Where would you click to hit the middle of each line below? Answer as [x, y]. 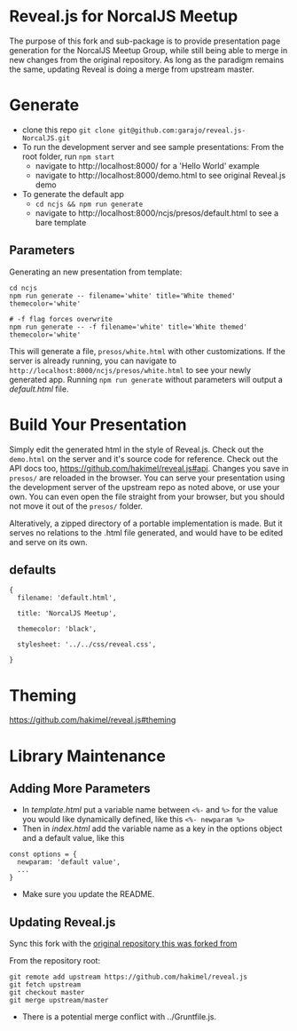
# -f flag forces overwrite [61, 319]
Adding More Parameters [80, 788]
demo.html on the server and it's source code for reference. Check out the [144, 458]
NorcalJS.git [46, 138]
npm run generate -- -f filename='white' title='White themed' [129, 327]
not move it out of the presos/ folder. [76, 506]
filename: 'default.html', [67, 598]
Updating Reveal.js [63, 922]
